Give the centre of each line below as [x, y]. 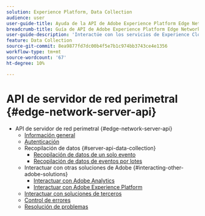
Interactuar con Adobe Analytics [74, 181]
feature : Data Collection [39, 40]
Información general [50, 135]
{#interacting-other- [159, 168]
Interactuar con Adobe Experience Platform [88, 187]
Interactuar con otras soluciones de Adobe [78, 168]
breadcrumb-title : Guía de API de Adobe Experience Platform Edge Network [103, 29]
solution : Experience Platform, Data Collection [69, 12]
